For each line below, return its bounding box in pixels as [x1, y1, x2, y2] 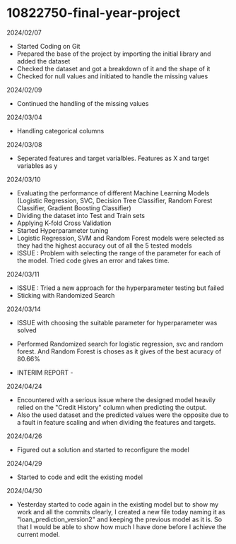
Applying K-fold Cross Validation [16, 219, 112, 227]
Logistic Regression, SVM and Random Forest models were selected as [16, 234, 225, 242]
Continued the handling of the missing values [16, 99, 149, 107]
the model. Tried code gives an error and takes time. [16, 256, 170, 265]
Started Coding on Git [16, 42, 81, 50]
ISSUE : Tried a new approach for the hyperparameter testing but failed [16, 284, 224, 292]
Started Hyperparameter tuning [16, 226, 109, 234]
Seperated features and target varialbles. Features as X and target [16, 154, 210, 162]
